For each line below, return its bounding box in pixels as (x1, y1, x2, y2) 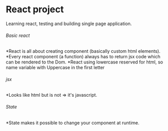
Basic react (6, 32, 30, 38)
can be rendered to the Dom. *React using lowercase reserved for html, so (6, 59, 163, 65)
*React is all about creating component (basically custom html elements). (6, 48, 160, 54)
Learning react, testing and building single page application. (6, 20, 132, 27)
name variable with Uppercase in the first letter (6, 64, 105, 71)
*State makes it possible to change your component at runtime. (6, 119, 139, 126)
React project (6, 4, 64, 15)
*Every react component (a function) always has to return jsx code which (6, 54, 160, 60)
